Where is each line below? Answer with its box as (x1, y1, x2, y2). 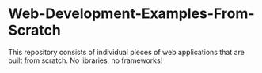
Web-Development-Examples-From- (8, 5, 255, 23)
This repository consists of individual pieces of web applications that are (8, 47, 245, 57)
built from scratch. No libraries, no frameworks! (8, 56, 163, 65)
